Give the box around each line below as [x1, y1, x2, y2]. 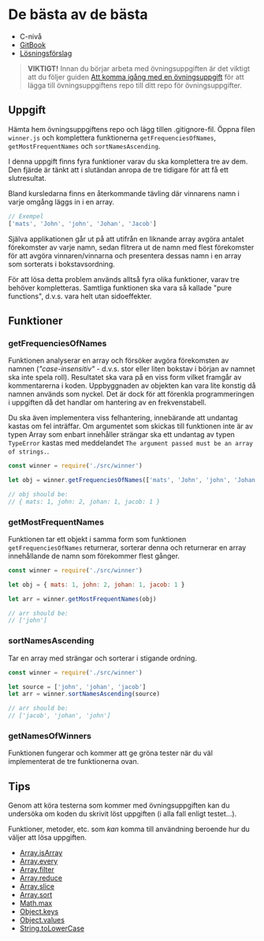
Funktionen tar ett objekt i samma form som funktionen [8, 534, 187, 544]
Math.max [19, 898, 53, 908]
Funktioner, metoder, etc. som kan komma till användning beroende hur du [8, 824, 250, 834]
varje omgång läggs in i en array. [8, 197, 115, 206]
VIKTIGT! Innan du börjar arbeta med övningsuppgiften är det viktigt [27, 63, 251, 73]
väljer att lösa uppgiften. [8, 833, 87, 842]
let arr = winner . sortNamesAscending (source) [8, 690, 160, 698]
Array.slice [19, 882, 55, 891]
